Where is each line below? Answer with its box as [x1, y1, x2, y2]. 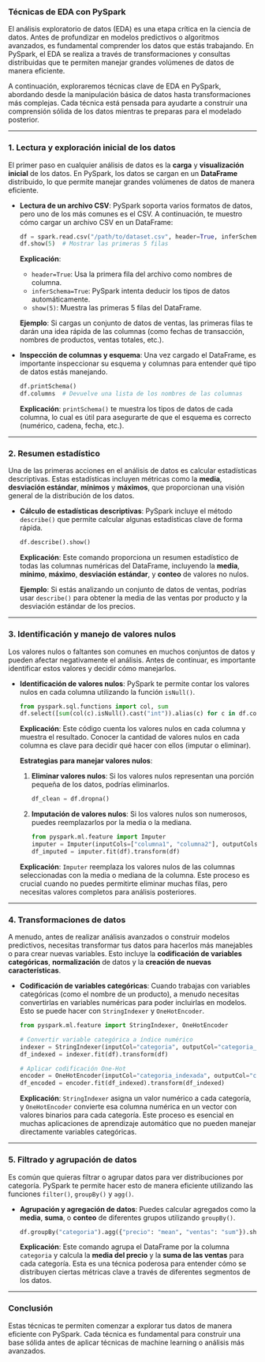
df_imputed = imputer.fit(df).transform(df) [31, 847, 181, 855]
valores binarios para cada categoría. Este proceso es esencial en [19, 1110, 234, 1120]
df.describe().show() [19, 538, 91, 546]
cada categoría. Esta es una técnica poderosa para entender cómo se [19, 1259, 247, 1269]
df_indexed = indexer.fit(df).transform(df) [19, 1050, 169, 1058]
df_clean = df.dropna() [31, 795, 110, 803]
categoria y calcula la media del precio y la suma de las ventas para [19, 1251, 244, 1260]
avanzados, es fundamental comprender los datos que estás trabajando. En [8, 41, 254, 51]
